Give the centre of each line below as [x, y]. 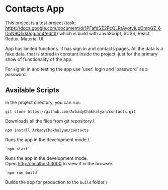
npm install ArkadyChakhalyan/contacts [47, 130]
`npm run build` [22, 173]
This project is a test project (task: [40, 23]
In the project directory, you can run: [43, 102]
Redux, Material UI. [25, 39]
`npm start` [18, 149]
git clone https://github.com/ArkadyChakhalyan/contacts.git [71, 111]
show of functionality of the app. [39, 59]
